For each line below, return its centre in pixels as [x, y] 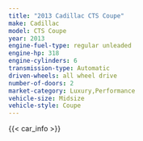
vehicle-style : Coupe [45, 106]
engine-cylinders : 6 [43, 61]
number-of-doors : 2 [41, 83]
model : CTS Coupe [38, 31]
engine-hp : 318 [34, 53]
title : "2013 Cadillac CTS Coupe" [67, 16]
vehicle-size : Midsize [46, 98]
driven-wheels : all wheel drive [63, 76]
